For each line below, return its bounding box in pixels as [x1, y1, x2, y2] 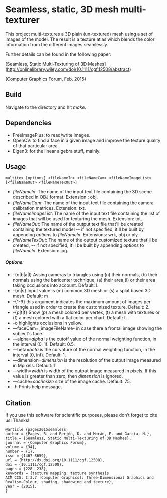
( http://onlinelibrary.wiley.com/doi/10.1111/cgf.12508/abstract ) [5, 66, 131, 72]
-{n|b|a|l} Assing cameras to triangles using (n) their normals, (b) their [12, 272, 158, 278]
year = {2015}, [5, 484, 37, 489]
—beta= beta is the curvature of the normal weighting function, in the [12, 347, 155, 353]
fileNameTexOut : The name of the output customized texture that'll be [12, 237, 157, 243]
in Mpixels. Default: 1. [12, 363, 57, 369]
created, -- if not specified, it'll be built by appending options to [12, 242, 144, 248]
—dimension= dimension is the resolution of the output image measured [12, 357, 161, 363]
